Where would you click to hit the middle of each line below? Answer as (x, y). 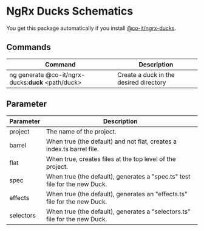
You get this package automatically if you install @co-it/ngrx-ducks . (91, 28)
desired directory (142, 82)
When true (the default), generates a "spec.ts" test (118, 176)
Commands (29, 47)
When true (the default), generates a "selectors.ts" (118, 211)
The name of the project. (81, 131)
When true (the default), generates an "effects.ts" (117, 194)
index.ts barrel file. (72, 149)
